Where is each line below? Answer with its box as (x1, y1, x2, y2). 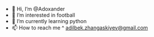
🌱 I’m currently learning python (11, 18, 87, 24)
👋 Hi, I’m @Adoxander (11, 6, 65, 12)
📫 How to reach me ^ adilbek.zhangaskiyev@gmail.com (11, 24, 148, 31)
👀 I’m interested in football (11, 12, 75, 18)
